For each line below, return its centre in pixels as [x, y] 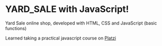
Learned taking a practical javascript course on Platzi [61, 38]
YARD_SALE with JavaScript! [67, 9]
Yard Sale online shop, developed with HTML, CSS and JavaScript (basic [81, 23]
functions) [16, 28]
